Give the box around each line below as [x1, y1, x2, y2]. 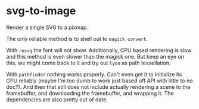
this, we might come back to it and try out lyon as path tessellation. [6, 59, 171, 66]
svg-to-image [6, 4, 76, 18]
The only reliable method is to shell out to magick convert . [6, 35, 148, 42]
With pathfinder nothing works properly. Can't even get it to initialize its [6, 70, 182, 78]
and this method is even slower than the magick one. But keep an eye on [6, 53, 185, 60]
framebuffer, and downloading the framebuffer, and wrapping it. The [6, 89, 174, 97]
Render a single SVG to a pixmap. [6, 24, 88, 31]
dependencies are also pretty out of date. [6, 96, 108, 103]
